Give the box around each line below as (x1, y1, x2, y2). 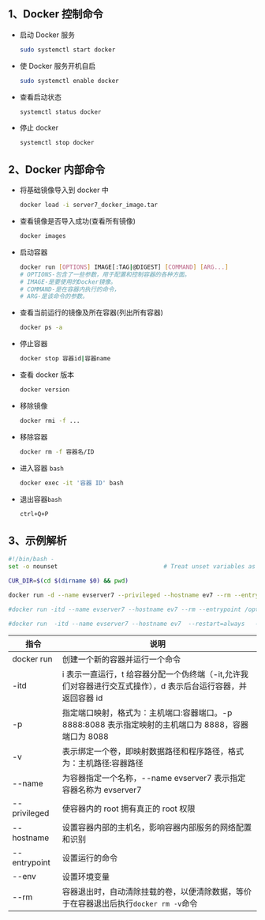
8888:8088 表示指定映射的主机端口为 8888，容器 (62, 719, 248, 730)
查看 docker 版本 (19, 370, 75, 379)
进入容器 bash (19, 463, 65, 473)
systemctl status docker (19, 107, 102, 116)
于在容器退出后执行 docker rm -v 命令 (62, 898, 198, 909)
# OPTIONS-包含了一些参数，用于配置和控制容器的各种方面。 (19, 270, 191, 278)
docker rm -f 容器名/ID (19, 447, 95, 456)
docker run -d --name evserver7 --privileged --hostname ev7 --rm (8, 591, 231, 599)
